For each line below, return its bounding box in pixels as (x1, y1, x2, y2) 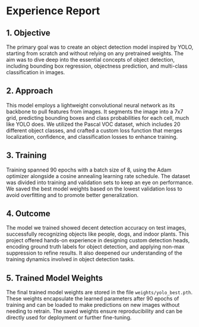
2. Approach (6, 86, 53, 96)
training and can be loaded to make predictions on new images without (6, 301, 180, 309)
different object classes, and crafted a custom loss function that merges (6, 126, 182, 134)
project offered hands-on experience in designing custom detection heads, (6, 237, 190, 244)
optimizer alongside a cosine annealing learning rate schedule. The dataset (6, 172, 190, 179)
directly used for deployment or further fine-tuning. (6, 314, 132, 321)
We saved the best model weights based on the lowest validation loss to (6, 185, 182, 192)
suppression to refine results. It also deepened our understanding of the (6, 249, 182, 256)
